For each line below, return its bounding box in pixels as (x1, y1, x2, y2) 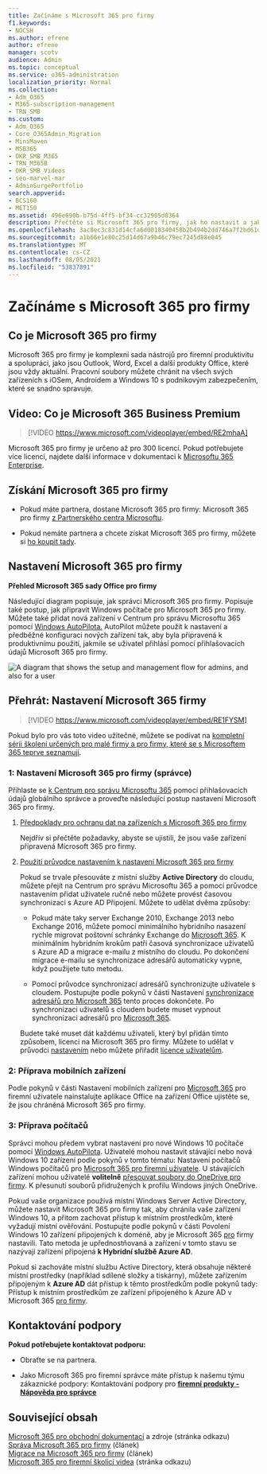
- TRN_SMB (8, 108, 41, 116)
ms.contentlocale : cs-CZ (8, 248, 91, 256)
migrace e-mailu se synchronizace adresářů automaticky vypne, (31, 955, 242, 965)
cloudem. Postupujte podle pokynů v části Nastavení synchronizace (31, 987, 254, 997)
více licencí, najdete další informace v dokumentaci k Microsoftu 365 (8, 452, 234, 461)
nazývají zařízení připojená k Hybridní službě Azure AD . (8, 1246, 193, 1256)
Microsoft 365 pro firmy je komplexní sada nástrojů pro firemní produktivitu (8, 350, 254, 360)
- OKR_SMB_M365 (8, 152, 59, 160)
